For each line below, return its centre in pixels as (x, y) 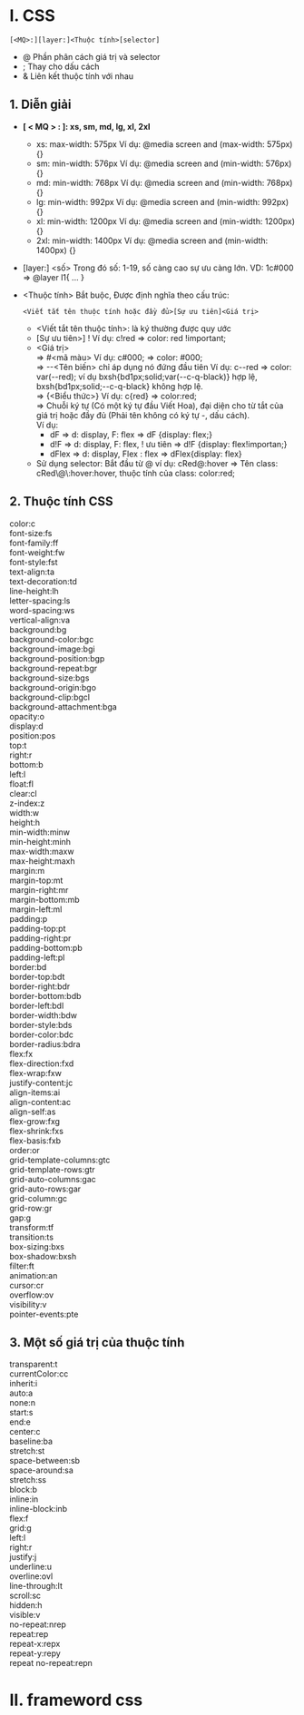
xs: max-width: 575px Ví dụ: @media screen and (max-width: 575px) (164, 144)
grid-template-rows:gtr (52, 1169)
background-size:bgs (49, 678)
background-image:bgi (52, 649)
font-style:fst (34, 562)
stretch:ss (28, 1480)
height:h (25, 822)
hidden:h (26, 1605)
